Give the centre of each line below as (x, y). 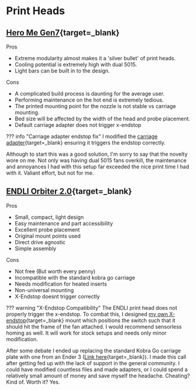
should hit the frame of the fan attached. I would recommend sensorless (94, 326)
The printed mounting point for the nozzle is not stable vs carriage (95, 106)
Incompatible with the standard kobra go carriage (75, 277)
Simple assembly (35, 248)
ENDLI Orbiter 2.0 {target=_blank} (69, 191)
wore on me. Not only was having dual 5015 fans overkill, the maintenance (97, 160)
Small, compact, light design (49, 217)
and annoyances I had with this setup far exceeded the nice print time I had (98, 167)
